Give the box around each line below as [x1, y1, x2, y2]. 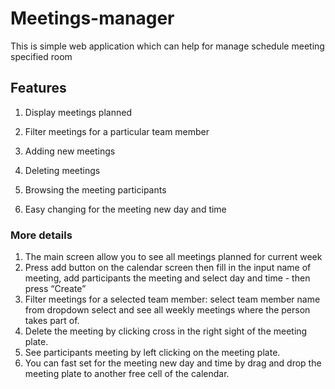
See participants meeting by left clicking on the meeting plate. [24, 347, 281, 359]
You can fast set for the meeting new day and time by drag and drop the [24, 357, 322, 369]
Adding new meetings [24, 145, 116, 157]
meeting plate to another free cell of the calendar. [24, 368, 230, 380]
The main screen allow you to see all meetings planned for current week [24, 251, 323, 263]
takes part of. [24, 315, 80, 327]
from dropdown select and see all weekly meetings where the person [24, 304, 311, 316]
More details [10, 228, 73, 242]
